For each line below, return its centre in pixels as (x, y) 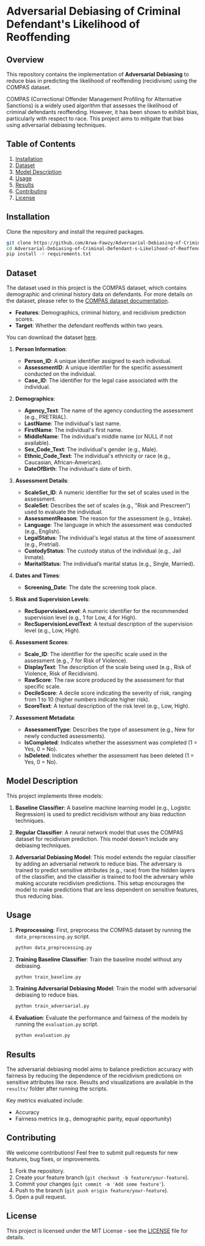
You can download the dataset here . (52, 337)
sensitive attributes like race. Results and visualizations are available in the (100, 1082)
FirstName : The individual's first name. (74, 430)
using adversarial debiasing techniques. (56, 125)
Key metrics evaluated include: (45, 1100)
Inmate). (35, 557)
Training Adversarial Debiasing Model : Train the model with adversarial (106, 989)
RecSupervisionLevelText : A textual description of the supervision (109, 624)
